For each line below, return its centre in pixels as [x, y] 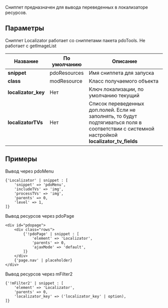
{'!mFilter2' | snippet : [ [34, 283]
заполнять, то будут [113, 116]
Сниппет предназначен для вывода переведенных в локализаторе [77, 7]
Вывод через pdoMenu [29, 171]
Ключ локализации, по [116, 89]
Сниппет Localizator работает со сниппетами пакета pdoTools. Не [75, 40]
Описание [124, 61]
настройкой [103, 135]
